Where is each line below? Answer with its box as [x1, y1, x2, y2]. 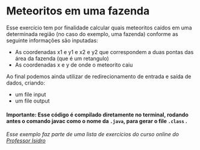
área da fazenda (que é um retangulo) [14, 55, 110, 62]
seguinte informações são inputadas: [6, 37, 98, 44]
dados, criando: [6, 79, 45, 86]
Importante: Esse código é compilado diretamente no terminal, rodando [6, 111, 189, 118]
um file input [14, 91, 46, 98]
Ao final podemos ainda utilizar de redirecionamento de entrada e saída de [6, 73, 192, 80]
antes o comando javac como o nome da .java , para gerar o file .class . [6, 117, 188, 124]
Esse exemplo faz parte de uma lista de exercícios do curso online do [6, 131, 180, 138]
